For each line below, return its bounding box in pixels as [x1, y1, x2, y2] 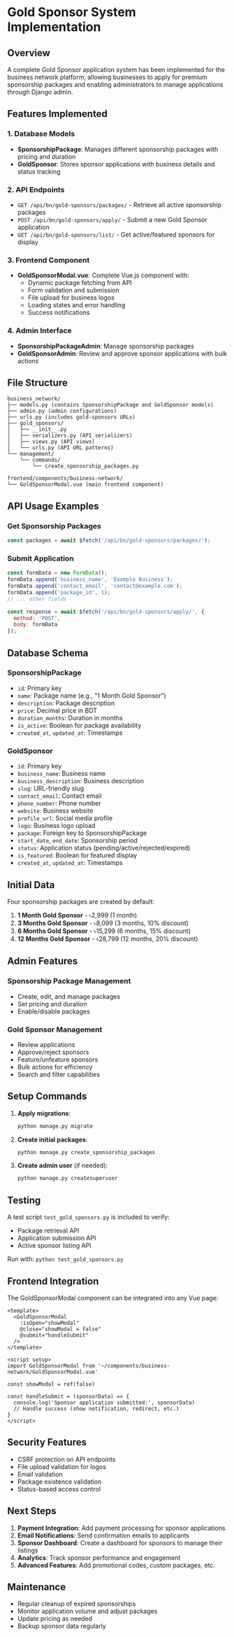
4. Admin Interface [7, 326, 72, 336]
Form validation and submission [27, 286, 120, 295]
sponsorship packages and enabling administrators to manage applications [7, 80, 224, 88]
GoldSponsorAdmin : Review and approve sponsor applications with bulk [17, 349, 228, 358]
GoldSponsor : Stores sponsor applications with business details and [17, 160, 215, 168]
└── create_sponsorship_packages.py [32, 463, 139, 470]
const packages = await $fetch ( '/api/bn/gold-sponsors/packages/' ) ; [7, 537, 211, 545]
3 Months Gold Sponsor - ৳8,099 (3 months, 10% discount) [17, 918, 189, 927]
